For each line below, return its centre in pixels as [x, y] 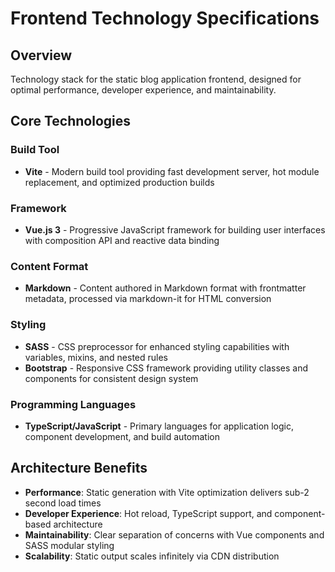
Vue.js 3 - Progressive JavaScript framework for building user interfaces [175, 229]
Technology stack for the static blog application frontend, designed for [156, 79]
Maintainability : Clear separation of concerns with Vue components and [174, 534]
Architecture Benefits [79, 468]
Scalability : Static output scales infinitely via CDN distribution [152, 556]
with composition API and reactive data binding [122, 240]
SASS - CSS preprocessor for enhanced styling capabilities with [157, 346]
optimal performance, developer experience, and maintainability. [143, 90]
